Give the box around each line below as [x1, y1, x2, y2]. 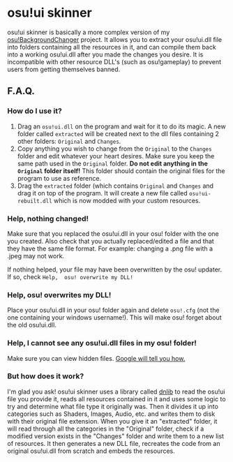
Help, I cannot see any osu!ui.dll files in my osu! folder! [7, 338, 197, 348]
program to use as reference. [17, 174, 102, 182]
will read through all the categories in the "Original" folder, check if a [7, 424, 204, 433]
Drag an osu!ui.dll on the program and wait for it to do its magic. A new [17, 122, 226, 131]
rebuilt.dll [17, 198, 52, 204]
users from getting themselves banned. [7, 65, 121, 73]
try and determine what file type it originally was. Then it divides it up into [7, 402, 218, 410]
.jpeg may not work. [7, 251, 65, 260]
